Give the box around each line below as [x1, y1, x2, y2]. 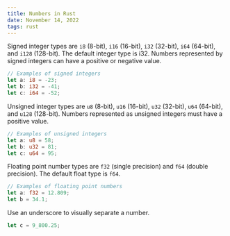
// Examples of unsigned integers [7, 130, 108, 137]
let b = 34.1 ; [7, 196, 49, 203]
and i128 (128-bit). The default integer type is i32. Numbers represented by [7, 49, 224, 58]
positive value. [7, 117, 49, 125]
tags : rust [7, 23, 39, 30]
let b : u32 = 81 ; [7, 143, 58, 150]
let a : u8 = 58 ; [7, 137, 54, 144]
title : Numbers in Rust [7, 10, 76, 17]
